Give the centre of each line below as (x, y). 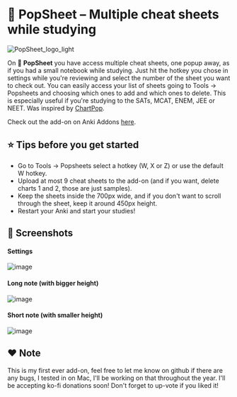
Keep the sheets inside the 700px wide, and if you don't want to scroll (119, 196)
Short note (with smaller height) (55, 315)
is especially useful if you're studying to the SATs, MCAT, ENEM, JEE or (111, 100)
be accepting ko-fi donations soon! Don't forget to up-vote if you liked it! (113, 385)
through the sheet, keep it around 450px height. (87, 203)
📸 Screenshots (40, 233)
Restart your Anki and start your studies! (76, 211)
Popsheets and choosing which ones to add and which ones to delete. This (117, 93)
